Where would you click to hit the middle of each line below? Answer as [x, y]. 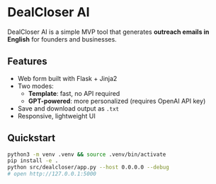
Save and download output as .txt [68, 108]
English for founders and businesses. [62, 39]
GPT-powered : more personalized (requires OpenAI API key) [117, 101]
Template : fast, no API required [74, 93]
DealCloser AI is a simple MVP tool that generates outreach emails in [108, 32]
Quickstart [32, 138]
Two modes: [36, 86]
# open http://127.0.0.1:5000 [52, 174]
